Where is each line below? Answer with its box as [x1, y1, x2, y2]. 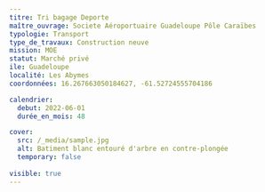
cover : [9, 128, 34, 137]
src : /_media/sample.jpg [17, 136, 109, 145]
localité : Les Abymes [9, 71, 90, 80]
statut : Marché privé [9, 54, 90, 63]
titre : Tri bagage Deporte [9, 12, 109, 22]
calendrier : [9, 95, 53, 104]
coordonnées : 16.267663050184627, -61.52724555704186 [9, 79, 213, 88]
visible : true [9, 169, 62, 178]
